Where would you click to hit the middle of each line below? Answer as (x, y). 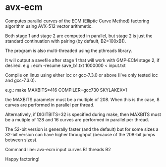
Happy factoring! (22, 159)
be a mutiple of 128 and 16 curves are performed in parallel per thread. (77, 119)
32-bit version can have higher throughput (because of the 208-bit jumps (80, 134)
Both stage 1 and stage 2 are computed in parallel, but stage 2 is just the (79, 36)
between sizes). (22, 140)
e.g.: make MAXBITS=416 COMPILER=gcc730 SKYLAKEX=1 (66, 90)
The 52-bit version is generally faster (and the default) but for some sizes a (82, 129)
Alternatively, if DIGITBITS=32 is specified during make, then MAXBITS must (83, 114)
